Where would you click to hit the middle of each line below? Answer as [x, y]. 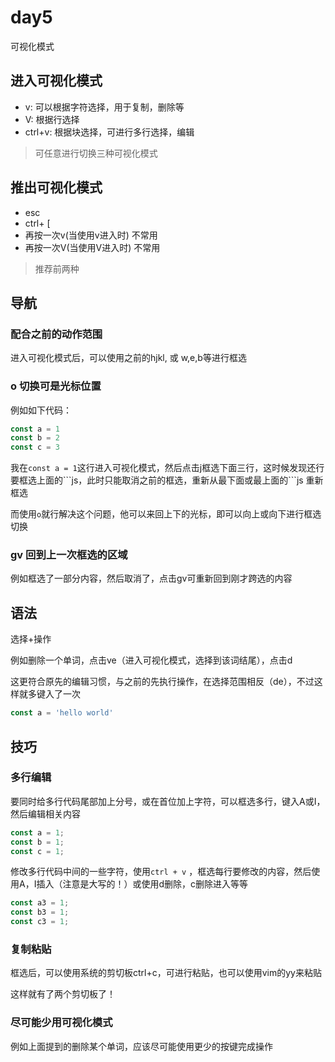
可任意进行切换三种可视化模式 [96, 153]
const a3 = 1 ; [40, 903]
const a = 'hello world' [62, 713]
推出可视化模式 [56, 187]
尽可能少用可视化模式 [61, 1023]
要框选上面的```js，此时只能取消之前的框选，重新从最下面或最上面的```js [157, 480]
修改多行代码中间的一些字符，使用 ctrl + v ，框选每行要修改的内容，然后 [161, 872]
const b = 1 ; [37, 842]
